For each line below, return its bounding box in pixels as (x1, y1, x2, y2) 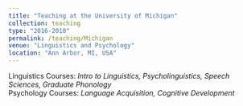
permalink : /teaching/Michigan (8, 34, 113, 43)
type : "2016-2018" (8, 26, 70, 35)
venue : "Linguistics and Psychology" (8, 42, 135, 50)
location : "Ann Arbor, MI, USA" (8, 49, 117, 57)
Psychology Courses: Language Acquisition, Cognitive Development (8, 88, 235, 97)
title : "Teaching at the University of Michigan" (8, 11, 179, 20)
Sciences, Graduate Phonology (8, 79, 112, 89)
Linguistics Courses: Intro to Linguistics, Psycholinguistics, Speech (8, 71, 230, 80)
